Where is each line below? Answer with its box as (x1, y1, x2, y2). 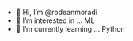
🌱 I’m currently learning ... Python (15, 24, 125, 33)
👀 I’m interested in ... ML (15, 16, 95, 25)
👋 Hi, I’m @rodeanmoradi (15, 8, 97, 17)
